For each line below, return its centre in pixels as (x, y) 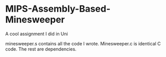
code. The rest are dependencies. (41, 49)
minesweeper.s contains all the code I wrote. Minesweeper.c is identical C (83, 43)
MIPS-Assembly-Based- (58, 9)
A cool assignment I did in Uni (37, 34)
